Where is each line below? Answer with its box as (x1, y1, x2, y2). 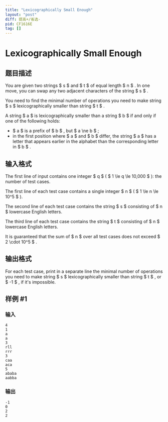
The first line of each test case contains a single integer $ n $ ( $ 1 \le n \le (5, 188, 159, 194)
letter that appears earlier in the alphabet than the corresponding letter (12, 139, 159, 145)
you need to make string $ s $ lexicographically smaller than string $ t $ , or (5, 273, 161, 279)
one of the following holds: (5, 118, 61, 124)
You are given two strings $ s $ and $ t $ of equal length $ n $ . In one (5, 82, 150, 88)
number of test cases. (5, 178, 51, 184)
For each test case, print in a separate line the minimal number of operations (5, 268, 163, 274)
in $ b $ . (12, 144, 31, 150)
